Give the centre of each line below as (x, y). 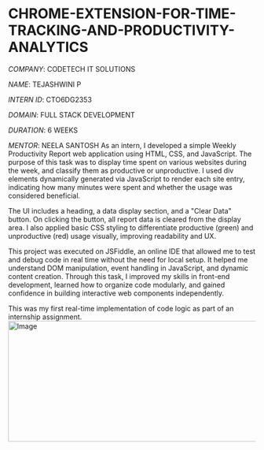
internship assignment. (45, 317)
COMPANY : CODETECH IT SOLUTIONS (72, 69)
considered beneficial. (44, 195)
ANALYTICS (48, 47)
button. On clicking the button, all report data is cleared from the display (125, 219)
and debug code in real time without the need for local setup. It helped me (128, 259)
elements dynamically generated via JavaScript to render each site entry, (126, 179)
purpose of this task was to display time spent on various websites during (128, 162)
